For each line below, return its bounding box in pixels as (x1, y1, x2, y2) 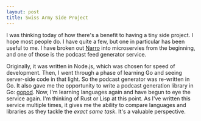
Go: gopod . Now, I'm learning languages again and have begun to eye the (6, 88, 191, 95)
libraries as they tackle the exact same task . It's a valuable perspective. (6, 108, 186, 115)
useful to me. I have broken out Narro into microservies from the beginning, (6, 44, 196, 52)
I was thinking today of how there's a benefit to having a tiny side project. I (6, 31, 194, 38)
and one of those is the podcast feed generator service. (6, 50, 147, 58)
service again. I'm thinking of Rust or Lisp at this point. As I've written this (6, 95, 191, 102)
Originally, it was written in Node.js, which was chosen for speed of (6, 62, 175, 70)
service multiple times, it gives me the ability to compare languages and (6, 101, 187, 108)
